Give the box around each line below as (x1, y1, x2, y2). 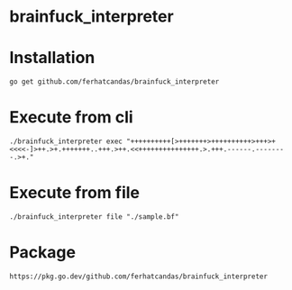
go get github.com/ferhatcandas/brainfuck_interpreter (9, 77, 220, 86)
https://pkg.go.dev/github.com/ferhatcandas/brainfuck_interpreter (9, 272, 269, 281)
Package (9, 242, 77, 263)
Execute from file (9, 183, 141, 204)
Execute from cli (9, 107, 133, 128)
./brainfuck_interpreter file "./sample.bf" (9, 213, 179, 222)
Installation (9, 48, 96, 68)
